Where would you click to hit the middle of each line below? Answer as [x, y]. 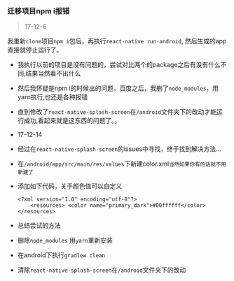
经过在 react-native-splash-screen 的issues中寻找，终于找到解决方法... [119, 149]
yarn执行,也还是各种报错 [53, 97]
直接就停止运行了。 [35, 50]
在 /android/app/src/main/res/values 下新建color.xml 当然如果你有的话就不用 [122, 164]
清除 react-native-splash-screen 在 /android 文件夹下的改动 [102, 270]
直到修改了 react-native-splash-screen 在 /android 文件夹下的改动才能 [117, 112]
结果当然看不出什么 [53, 73]
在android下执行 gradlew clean [61, 255]
